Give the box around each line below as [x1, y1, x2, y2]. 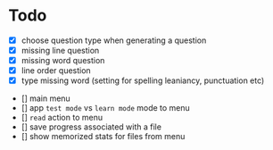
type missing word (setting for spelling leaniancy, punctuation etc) [21, 75, 265, 86]
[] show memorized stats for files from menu [21, 131, 186, 142]
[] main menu [21, 93, 70, 104]
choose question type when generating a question [21, 35, 207, 46]
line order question [21, 65, 91, 76]
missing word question [21, 55, 105, 66]
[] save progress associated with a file [21, 121, 162, 132]
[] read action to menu [21, 112, 103, 123]
